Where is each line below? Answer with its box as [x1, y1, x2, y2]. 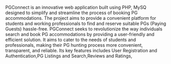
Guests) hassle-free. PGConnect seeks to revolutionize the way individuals [5, 26, 162, 32]
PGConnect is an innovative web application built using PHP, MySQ [5, 5, 146, 10]
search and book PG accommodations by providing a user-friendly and [5, 31, 155, 37]
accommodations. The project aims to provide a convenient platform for [5, 15, 157, 21]
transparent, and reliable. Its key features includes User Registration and [5, 48, 157, 53]
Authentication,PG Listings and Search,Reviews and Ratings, [5, 53, 133, 59]
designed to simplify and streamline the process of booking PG [5, 10, 138, 16]
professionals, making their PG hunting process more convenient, [5, 42, 143, 48]
